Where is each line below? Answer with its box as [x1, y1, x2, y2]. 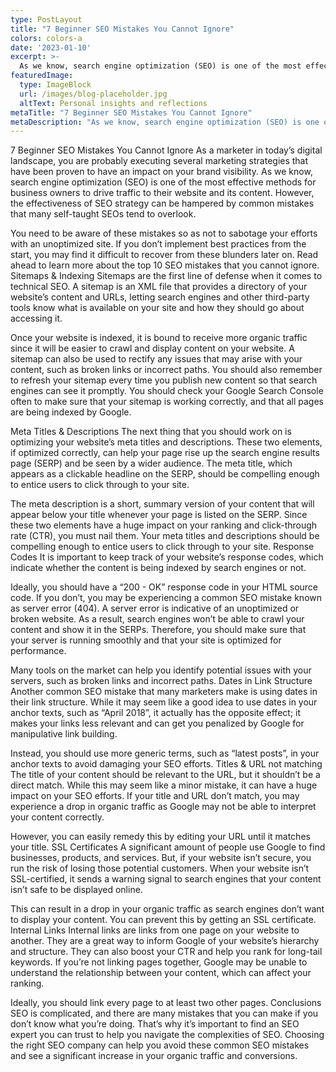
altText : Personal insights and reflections [19, 98, 208, 108]
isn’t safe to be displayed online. [10, 884, 143, 896]
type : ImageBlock [19, 80, 92, 90]
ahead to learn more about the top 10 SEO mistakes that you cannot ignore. [10, 259, 320, 271]
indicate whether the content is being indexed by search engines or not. [10, 562, 307, 574]
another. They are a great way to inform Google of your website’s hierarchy [10, 935, 320, 947]
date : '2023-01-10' [10, 42, 92, 53]
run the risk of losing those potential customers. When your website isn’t [10, 862, 310, 875]
